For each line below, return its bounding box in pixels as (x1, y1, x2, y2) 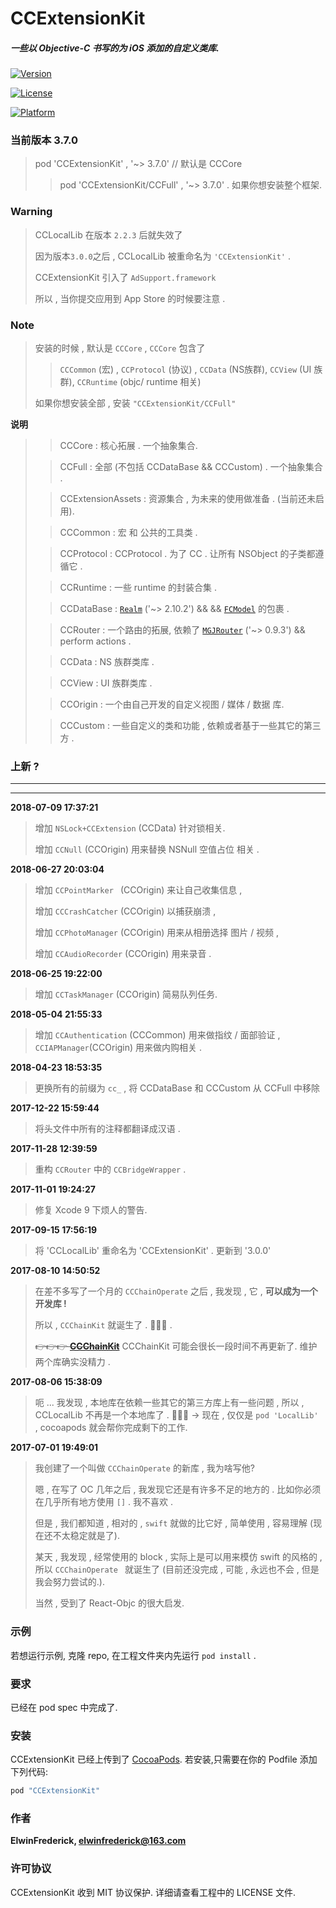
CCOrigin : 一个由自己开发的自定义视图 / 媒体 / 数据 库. (59, 698, 285, 711)
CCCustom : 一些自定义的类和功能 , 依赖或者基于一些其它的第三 (59, 720, 322, 732)
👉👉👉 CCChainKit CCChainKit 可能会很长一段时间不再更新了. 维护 (34, 1340, 318, 1352)
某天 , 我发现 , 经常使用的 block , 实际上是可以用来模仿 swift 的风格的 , (34, 1551, 323, 1563)
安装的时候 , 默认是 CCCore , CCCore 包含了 (34, 342, 206, 354)
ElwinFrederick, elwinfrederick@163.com (10, 1835, 187, 1847)
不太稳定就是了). (52, 1530, 120, 1542)
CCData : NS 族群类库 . (59, 656, 155, 668)
